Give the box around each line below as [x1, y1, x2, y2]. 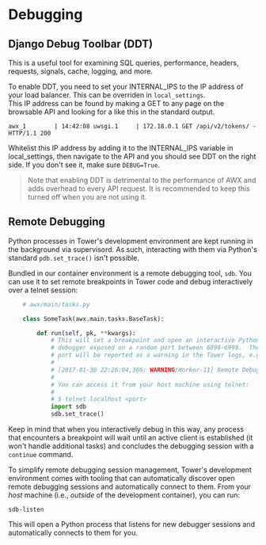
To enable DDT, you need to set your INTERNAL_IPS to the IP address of [8, 82, 244, 91]
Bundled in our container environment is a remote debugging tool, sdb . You [8, 268, 252, 278]
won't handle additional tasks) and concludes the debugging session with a [8, 441, 255, 451]
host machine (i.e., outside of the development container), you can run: [8, 490, 240, 500]
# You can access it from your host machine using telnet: [50, 380, 249, 389]
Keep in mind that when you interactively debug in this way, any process [8, 425, 244, 434]
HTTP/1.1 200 [8, 129, 51, 137]
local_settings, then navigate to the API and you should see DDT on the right [8, 152, 256, 161]
